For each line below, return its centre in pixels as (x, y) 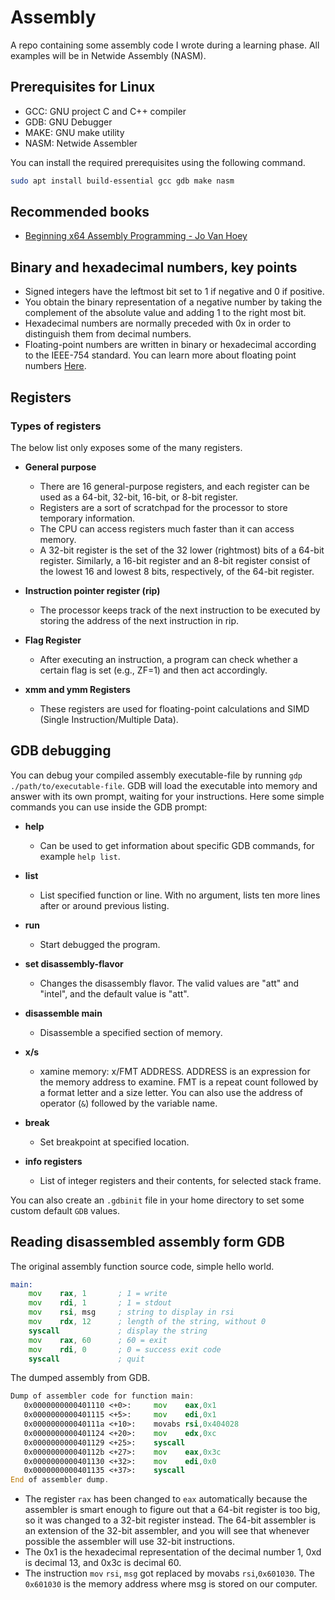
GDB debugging (61, 751)
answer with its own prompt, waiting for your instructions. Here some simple (167, 796)
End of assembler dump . (60, 1480)
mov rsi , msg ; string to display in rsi (131, 1312)
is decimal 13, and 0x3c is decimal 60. (103, 1563)
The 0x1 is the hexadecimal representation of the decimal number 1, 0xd (173, 1552)
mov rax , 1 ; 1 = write (98, 1294)
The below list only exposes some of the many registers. (126, 447)
